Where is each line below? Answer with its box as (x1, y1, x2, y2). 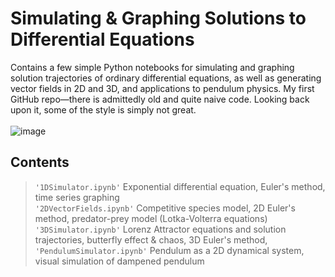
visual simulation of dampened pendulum (34, 255, 205, 267)
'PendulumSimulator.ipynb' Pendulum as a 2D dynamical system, (34, 244, 305, 256)
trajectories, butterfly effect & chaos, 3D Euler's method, (34, 233, 268, 246)
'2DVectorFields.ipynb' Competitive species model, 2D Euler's (34, 202, 296, 214)
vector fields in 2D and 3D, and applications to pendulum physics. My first (10, 82, 315, 94)
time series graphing (34, 191, 120, 203)
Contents (10, 154, 70, 171)
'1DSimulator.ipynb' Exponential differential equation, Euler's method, (34, 180, 326, 192)
